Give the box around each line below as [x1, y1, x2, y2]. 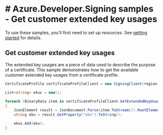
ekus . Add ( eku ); [14, 121, 45, 126]
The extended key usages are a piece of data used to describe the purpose [5, 61, 156, 67]
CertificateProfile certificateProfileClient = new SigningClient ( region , [5, 81, 160, 86]
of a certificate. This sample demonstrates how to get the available [5, 67, 139, 73]
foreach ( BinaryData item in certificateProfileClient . [5, 99, 120, 104]
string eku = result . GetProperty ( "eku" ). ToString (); [14, 112, 123, 117]
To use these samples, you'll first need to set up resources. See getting [5, 30, 147, 35]
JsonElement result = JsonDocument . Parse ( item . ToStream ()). [14, 108, 138, 113]
